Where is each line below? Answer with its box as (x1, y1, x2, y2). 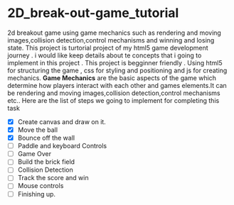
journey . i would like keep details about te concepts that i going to (7, 51, 202, 60)
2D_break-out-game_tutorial (7, 5, 179, 21)
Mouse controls (17, 182, 64, 190)
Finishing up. (17, 189, 55, 198)
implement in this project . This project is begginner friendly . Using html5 (7, 58, 223, 67)
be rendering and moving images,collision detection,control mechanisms (7, 89, 220, 97)
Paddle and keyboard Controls (17, 142, 107, 150)
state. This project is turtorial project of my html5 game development (7, 43, 208, 52)
